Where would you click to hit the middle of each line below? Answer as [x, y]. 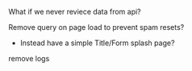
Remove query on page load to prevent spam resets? [96, 27]
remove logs [29, 58]
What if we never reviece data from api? [75, 12]
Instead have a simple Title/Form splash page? [97, 43]
